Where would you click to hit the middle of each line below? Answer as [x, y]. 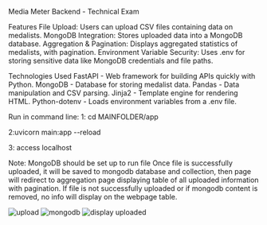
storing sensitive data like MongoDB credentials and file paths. [111, 60]
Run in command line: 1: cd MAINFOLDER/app [84, 117]
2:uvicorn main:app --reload [55, 132]
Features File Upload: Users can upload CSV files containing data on [121, 27]
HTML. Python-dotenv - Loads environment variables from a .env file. [123, 101]
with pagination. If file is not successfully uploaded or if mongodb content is [133, 188]
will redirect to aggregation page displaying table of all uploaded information [133, 180]
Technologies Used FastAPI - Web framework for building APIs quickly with [132, 76]
